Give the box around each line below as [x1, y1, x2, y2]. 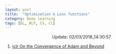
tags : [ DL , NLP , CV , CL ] [5, 20, 55, 26]
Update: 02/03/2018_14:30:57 [51, 34, 112, 40]
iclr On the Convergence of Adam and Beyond [12, 43, 104, 49]
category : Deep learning [5, 16, 55, 21]
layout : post [5, 7, 32, 12]
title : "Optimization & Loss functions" [5, 12, 90, 17]
